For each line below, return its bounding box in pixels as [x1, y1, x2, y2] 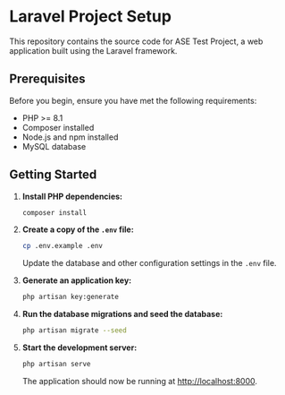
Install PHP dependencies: [21, 191, 123, 202]
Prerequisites [9, 72, 86, 87]
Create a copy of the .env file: [21, 224, 134, 235]
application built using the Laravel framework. [9, 45, 178, 56]
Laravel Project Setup [9, 6, 172, 27]
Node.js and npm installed [21, 132, 119, 142]
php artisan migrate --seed [21, 326, 127, 335]
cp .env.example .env [21, 242, 103, 251]
